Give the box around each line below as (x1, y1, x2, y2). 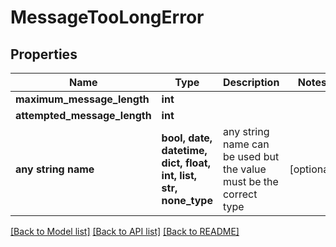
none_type (161, 194, 213, 207)
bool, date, (161, 131, 213, 145)
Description (222, 76, 280, 89)
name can (222, 137, 270, 151)
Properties (10, 46, 78, 63)
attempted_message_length (15, 109, 152, 122)
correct (222, 187, 258, 201)
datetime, (161, 144, 208, 157)
